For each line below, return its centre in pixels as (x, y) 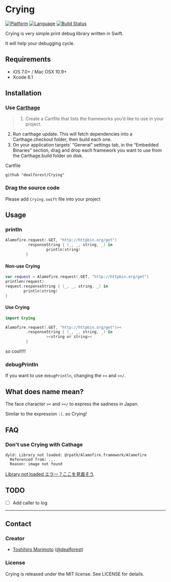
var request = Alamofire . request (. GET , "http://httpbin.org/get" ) (77, 277)
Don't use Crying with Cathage (44, 444)
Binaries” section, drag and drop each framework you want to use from (87, 150)
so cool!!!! (16, 351)
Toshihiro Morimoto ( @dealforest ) (48, 549)
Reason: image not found (36, 464)
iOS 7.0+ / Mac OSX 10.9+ (40, 71)
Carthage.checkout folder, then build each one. (62, 139)
